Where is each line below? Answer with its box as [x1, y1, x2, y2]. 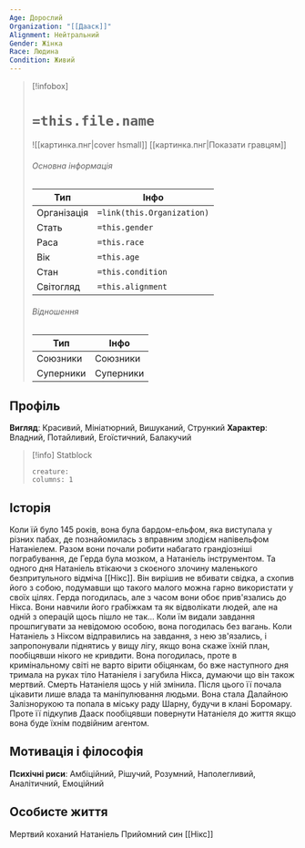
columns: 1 [31, 475, 74, 485]
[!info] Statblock [31, 450, 93, 461]
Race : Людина [9, 47, 59, 56]
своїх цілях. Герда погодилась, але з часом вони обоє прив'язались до [9, 591, 287, 602]
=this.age [97, 252, 139, 262]
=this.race [97, 238, 145, 248]
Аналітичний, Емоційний [9, 778, 105, 789]
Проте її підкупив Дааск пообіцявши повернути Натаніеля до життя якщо [9, 708, 297, 719]
